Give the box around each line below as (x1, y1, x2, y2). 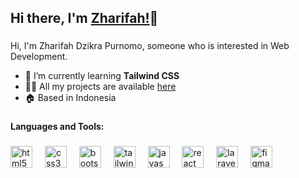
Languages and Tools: (10, 121, 105, 133)
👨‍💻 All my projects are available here (24, 81, 177, 93)
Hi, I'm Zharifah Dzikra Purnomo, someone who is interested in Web (10, 40, 290, 52)
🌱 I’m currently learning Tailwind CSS (24, 70, 180, 82)
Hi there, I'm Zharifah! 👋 (10, 10, 159, 27)
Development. (10, 51, 68, 63)
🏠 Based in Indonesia (24, 92, 117, 104)
